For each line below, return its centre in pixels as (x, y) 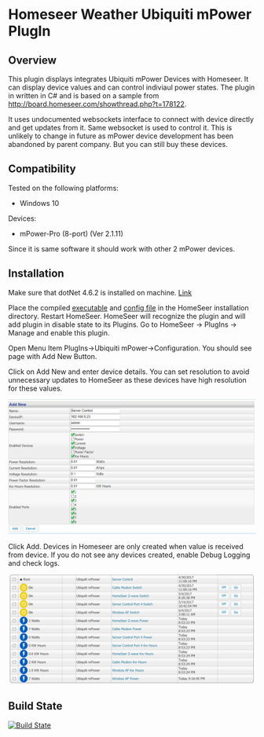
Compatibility (42, 169)
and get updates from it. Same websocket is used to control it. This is (120, 128)
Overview (33, 60)
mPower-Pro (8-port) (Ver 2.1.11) (71, 233)
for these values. (35, 388)
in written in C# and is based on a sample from (84, 95)
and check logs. (34, 563)
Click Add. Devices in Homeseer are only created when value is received (126, 546)
